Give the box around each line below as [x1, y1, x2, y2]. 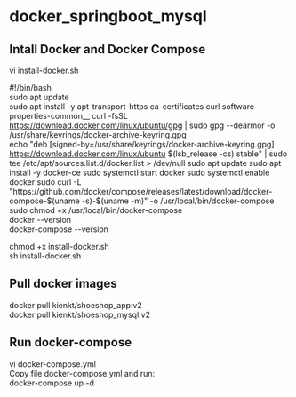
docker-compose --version [9, 224, 109, 234]
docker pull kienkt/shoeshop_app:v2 [9, 299, 142, 310]
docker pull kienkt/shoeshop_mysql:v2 [9, 309, 151, 320]
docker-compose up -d [9, 377, 95, 388]
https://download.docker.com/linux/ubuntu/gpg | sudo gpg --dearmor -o [9, 120, 276, 131]
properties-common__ [9, 111, 91, 121]
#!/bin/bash [9, 83, 52, 92]
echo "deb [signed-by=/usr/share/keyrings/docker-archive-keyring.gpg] [9, 139, 275, 149]
